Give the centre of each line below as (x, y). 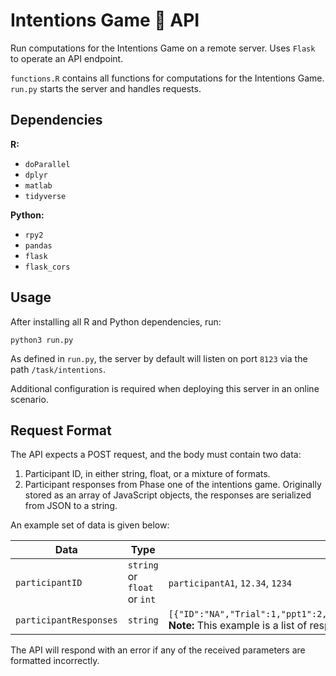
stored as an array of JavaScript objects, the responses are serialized (168, 495)
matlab (38, 185)
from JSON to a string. (71, 506)
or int (142, 599)
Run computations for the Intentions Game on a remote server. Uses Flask (163, 48)
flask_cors (47, 267)
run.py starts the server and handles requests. (106, 88)
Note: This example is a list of (238, 626)
